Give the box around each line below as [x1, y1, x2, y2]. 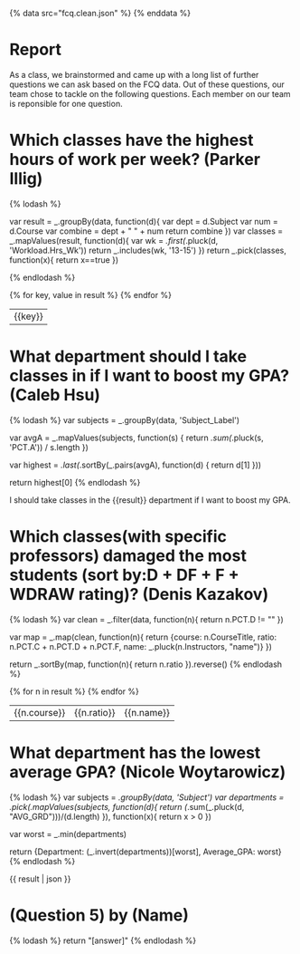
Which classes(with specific [9, 526, 228, 546]
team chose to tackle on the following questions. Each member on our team [9, 88, 291, 99]
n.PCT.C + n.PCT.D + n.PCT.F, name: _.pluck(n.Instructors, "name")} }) [9, 641, 273, 651]
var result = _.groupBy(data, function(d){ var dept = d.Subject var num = [9, 216, 278, 226]
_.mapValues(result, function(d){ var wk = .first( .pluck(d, [9, 235, 219, 246]
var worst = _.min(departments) [9, 828, 127, 839]
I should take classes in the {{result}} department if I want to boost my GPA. [9, 494, 291, 506]
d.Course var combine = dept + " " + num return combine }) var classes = [9, 226, 284, 236]
